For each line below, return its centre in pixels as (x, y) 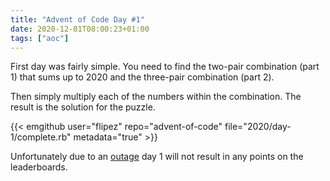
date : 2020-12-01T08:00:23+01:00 (80, 29)
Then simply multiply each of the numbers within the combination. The (156, 97)
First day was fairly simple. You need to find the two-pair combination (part (165, 67)
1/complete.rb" (41, 137)
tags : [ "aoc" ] (40, 38)
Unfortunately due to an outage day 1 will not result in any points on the (157, 157)
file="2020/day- (258, 127)
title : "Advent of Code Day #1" (77, 19)
